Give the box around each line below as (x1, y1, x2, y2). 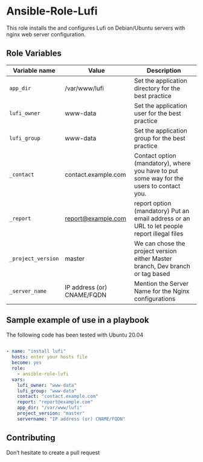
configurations (134, 294, 176, 303)
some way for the (134, 174, 184, 182)
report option (134, 199, 172, 207)
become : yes (11, 360, 42, 366)
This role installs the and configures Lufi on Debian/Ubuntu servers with (6, 24, 185, 31)
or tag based (134, 269, 170, 278)
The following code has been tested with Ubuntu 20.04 (6, 331, 144, 338)
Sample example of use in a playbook (6, 315, 149, 325)
